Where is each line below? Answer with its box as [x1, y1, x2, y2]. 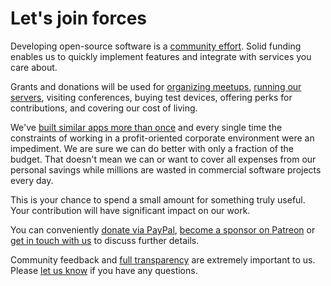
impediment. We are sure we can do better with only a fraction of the [10, 142, 294, 154]
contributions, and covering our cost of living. [10, 102, 198, 114]
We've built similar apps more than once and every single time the [10, 121, 283, 133]
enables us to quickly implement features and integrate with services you [10, 50, 312, 62]
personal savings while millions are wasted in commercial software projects [10, 163, 322, 176]
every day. [10, 174, 54, 186]
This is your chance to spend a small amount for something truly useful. [10, 193, 306, 206]
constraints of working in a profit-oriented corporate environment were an [10, 132, 315, 144]
